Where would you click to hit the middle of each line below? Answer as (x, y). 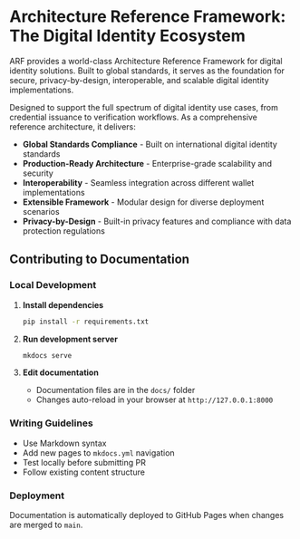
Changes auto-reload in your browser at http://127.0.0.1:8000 (155, 399)
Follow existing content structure (83, 472)
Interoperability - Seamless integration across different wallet (138, 182)
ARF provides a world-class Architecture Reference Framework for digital (146, 61)
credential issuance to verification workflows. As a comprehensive (134, 117)
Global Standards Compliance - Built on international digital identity (150, 144)
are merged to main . (46, 525)
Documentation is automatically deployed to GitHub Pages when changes (146, 515)
